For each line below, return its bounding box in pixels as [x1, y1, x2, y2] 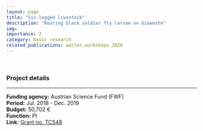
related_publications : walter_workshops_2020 [6, 43, 123, 49]
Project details [6, 73, 50, 82]
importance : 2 [6, 31, 42, 37]
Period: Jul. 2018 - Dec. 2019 [6, 100, 80, 107]
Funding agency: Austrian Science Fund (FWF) [6, 93, 124, 100]
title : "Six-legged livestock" [6, 14, 85, 20]
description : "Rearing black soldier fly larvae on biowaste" [6, 20, 166, 26]
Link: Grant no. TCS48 [6, 118, 62, 126]
